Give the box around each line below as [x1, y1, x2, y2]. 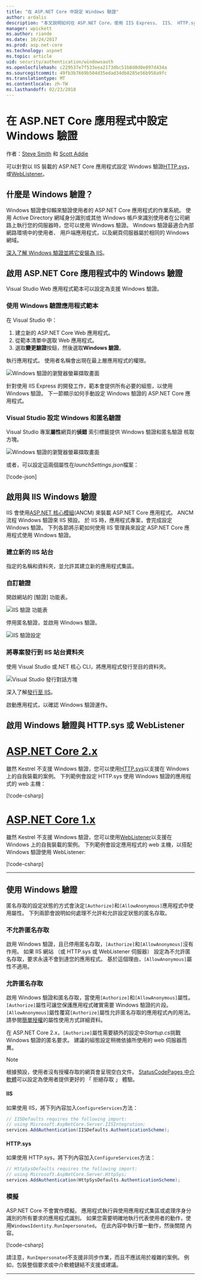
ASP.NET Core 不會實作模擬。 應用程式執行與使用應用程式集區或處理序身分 [6, 1207, 191, 1214]
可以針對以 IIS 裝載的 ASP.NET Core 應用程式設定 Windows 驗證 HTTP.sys [6, 163, 187, 170]
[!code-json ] [6, 473, 37, 480]
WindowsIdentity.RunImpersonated [11, 1223, 95, 1229]
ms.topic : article [6, 53, 52, 59]
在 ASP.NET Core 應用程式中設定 [6, 114, 168, 128]
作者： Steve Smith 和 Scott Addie [6, 150, 89, 157]
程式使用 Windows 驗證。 [11, 531, 74, 538]
